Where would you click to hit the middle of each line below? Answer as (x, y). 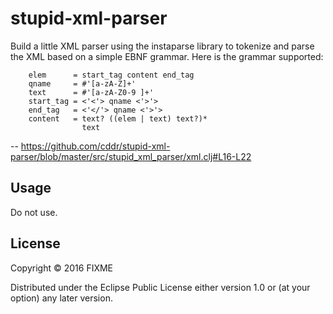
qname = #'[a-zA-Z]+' (82, 83)
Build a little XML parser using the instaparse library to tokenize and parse (162, 46)
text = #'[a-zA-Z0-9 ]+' (91, 92)
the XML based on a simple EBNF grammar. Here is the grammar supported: (167, 56)
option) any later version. (61, 298)
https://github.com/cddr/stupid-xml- (95, 146)
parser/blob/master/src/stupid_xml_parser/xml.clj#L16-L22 (131, 156)
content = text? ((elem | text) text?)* (118, 118)
